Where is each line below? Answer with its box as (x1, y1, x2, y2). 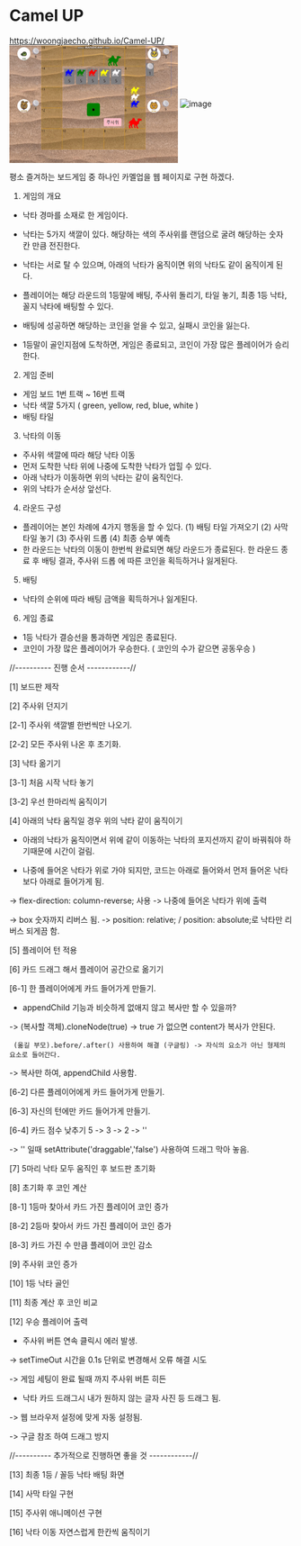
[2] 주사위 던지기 (9, 701, 68, 711)
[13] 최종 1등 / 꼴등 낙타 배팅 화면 (9, 1469, 125, 1480)
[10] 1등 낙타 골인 (9, 1278, 70, 1288)
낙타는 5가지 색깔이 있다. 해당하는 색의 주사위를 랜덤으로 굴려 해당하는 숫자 (22, 229, 284, 240)
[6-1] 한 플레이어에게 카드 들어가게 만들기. (9, 983, 156, 994)
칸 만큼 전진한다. (22, 240, 81, 251)
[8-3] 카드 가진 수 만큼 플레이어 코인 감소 (9, 1240, 153, 1251)
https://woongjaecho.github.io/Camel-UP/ (9, 35, 164, 46)
